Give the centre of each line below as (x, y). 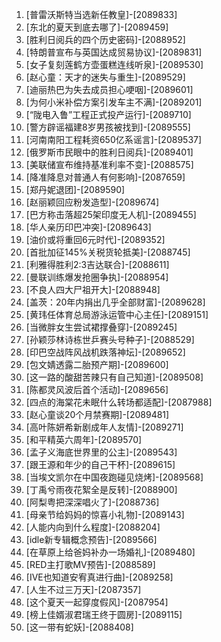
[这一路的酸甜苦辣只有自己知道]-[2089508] (114, 377)
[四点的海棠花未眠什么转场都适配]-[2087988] (119, 402)
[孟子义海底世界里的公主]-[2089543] (101, 452)
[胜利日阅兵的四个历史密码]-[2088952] (105, 39)
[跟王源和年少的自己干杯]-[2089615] (100, 464)
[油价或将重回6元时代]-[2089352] (95, 239)
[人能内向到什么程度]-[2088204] (93, 527)
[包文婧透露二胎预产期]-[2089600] (97, 364)
